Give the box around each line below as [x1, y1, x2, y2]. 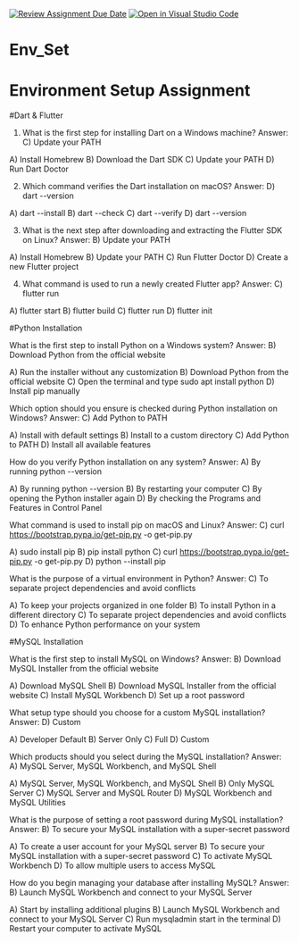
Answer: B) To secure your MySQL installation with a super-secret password [9, 824, 290, 835]
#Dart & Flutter [9, 110, 64, 121]
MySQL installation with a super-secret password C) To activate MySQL [9, 851, 273, 862]
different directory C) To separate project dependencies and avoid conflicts [9, 610, 287, 621]
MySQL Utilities [9, 797, 66, 808]
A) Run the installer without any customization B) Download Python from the [9, 367, 289, 378]
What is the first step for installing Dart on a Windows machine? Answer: [21, 128, 288, 138]
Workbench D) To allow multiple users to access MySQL [9, 860, 216, 871]
